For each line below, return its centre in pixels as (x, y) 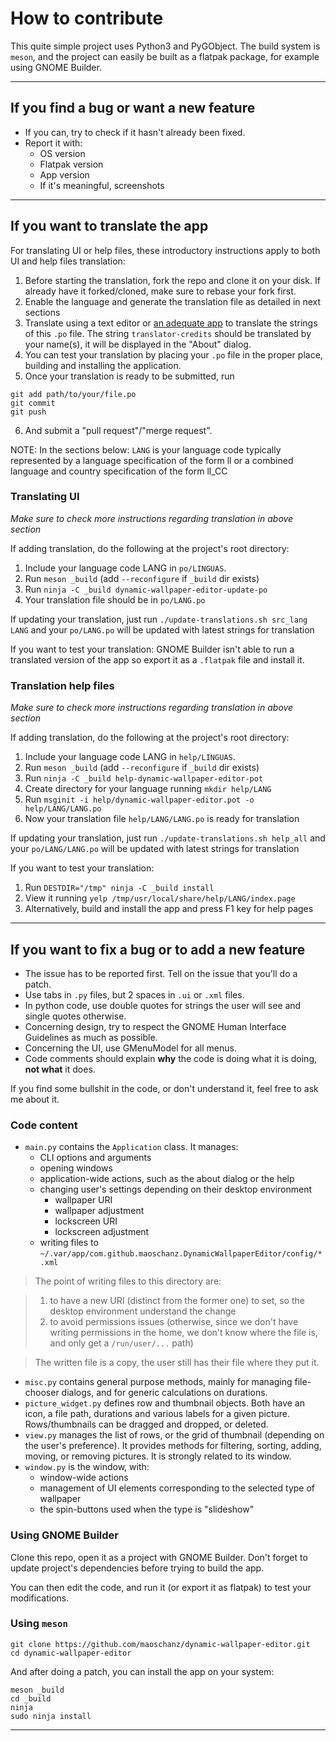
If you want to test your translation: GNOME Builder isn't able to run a (152, 649)
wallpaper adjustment (99, 1211)
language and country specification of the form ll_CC (119, 471)
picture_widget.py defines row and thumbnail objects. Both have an (164, 1403)
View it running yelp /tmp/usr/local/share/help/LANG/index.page (160, 898)
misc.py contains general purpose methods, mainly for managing (158, 1382)
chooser (42, 1393)
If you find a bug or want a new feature (133, 108)
